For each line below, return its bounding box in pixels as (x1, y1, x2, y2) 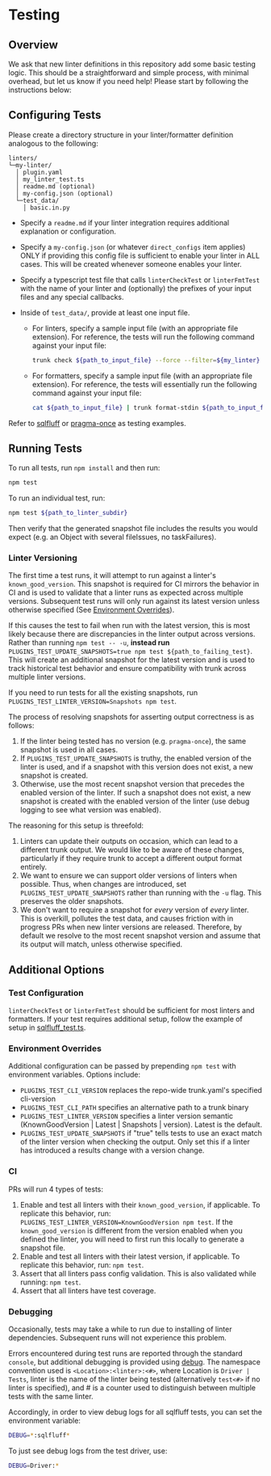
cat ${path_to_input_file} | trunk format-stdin (31, 403, 199, 411)
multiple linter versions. (8, 673, 86, 682)
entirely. (19, 862, 48, 872)
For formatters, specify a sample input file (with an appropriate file (31, 370, 252, 381)
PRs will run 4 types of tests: (8, 1184, 103, 1194)
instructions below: (8, 85, 72, 95)
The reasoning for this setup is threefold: (8, 820, 144, 830)
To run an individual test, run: (8, 493, 106, 503)
